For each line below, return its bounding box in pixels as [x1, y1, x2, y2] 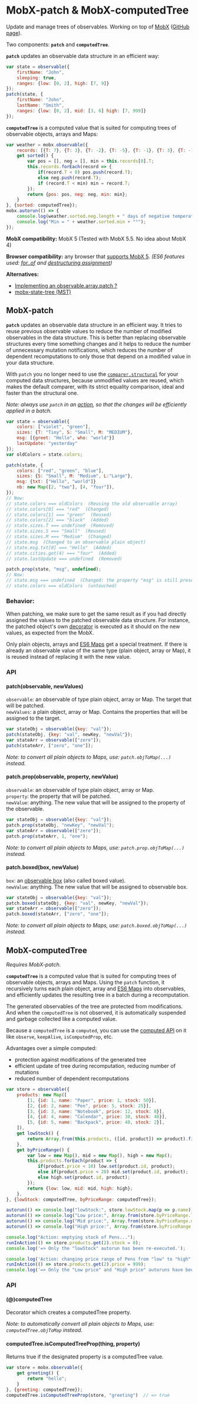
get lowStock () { [16, 1131, 60, 1136]
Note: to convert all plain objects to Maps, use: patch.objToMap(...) [6, 753, 171, 761]
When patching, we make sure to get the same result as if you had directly [6, 610, 187, 617]
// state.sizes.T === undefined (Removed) [6, 523, 115, 529]
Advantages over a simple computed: [6, 1045, 97, 1052]
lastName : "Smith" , [16, 102, 65, 108]
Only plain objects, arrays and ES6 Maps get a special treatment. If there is [6, 640, 187, 648]
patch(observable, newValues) [6, 682, 84, 690]
